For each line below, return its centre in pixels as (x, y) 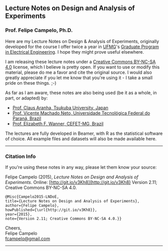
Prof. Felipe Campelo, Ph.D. (39, 31)
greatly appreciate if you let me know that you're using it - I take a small (79, 78)
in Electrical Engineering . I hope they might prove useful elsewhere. (74, 52)
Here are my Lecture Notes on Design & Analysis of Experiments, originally (82, 41)
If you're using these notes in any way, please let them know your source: (81, 167)
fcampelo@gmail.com (28, 238)
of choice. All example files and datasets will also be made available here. (81, 139)
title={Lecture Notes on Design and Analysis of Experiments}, (72, 201)
